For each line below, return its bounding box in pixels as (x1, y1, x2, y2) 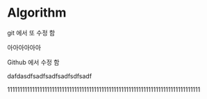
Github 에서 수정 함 (7, 57, 60, 66)
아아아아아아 (7, 43, 42, 51)
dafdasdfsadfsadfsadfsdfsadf (7, 71, 92, 80)
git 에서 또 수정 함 (7, 28, 56, 37)
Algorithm (7, 5, 67, 21)
